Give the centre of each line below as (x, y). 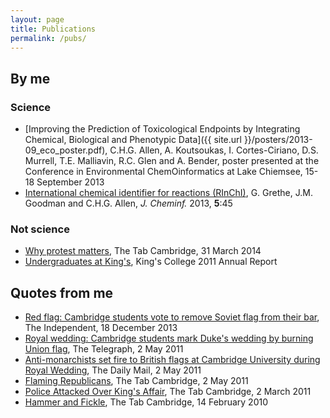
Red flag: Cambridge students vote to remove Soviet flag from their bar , (172, 317)
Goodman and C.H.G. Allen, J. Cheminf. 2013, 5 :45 (128, 203)
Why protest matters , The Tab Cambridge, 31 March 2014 (143, 251)
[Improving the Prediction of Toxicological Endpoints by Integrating (162, 129)
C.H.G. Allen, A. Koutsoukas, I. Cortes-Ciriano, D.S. (214, 150)
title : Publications (53, 29)
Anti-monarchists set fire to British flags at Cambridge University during (172, 360)
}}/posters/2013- (278, 140)
